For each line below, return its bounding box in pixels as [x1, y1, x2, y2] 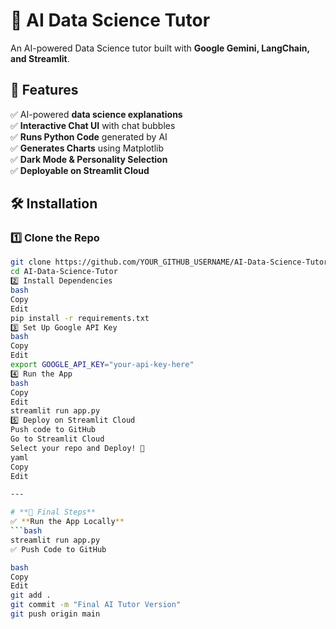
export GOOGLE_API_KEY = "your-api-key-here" [10, 360, 195, 370]
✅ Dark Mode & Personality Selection [10, 153, 168, 165]
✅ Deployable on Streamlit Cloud [10, 164, 150, 176]
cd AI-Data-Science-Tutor [10, 267, 118, 277]
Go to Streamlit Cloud [10, 434, 105, 444]
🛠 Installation [10, 195, 98, 213]
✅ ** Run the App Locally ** [10, 517, 125, 527]
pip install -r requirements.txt [10, 313, 150, 323]
